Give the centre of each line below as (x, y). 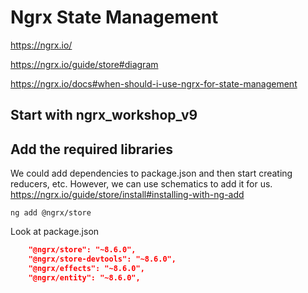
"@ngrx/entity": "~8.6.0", (84, 277)
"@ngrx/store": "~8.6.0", (82, 250)
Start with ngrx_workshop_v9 (104, 115)
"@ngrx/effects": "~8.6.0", (86, 268)
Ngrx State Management (114, 17)
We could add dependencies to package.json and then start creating (151, 173)
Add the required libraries (91, 149)
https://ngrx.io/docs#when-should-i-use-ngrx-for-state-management (154, 83)
